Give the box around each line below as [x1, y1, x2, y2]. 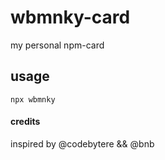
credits [10, 116, 41, 128]
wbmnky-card [10, 6, 131, 29]
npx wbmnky [10, 94, 56, 105]
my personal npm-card [10, 39, 105, 51]
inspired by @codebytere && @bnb [10, 137, 155, 150]
